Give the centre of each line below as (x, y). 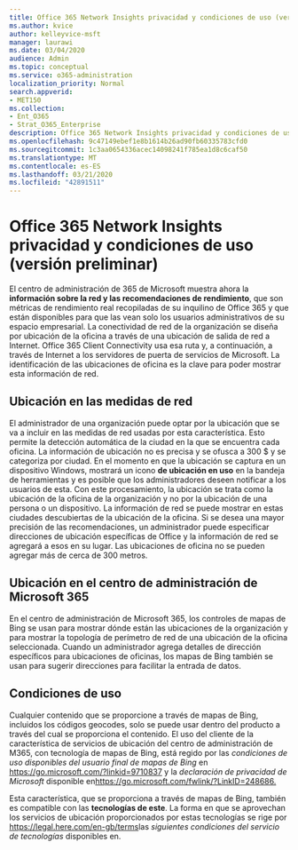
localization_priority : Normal (67, 83)
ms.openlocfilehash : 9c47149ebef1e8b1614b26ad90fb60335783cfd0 (129, 141)
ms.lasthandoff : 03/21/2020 (61, 174)
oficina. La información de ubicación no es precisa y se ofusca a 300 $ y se (148, 451)
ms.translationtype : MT (53, 158)
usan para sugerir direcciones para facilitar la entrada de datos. (125, 665)
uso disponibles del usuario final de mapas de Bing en (109, 762)
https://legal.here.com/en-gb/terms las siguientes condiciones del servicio (145, 826)
